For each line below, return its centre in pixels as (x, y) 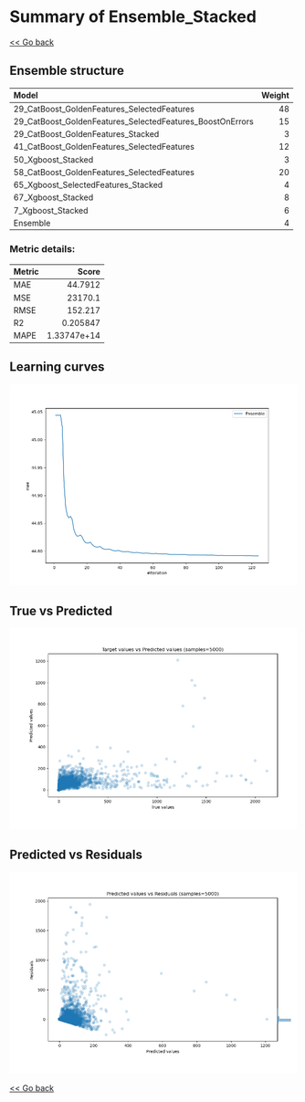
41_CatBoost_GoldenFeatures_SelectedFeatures (104, 147)
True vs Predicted (61, 610)
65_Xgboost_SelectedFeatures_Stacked (88, 185)
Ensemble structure (67, 71)
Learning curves (57, 367)
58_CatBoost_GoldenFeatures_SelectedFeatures (104, 172)
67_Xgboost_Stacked (53, 197)
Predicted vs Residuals (76, 855)
